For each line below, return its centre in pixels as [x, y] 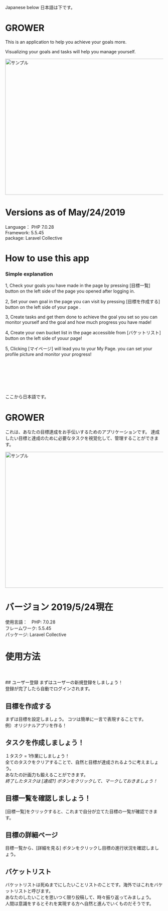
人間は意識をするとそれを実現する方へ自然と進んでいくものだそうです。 [79, 903]
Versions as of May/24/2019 [65, 212]
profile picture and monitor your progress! [48, 354]
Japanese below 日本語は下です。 [40, 7]
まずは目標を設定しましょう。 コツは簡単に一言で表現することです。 [76, 719]
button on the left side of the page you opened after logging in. [70, 291]
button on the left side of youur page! [44, 338]
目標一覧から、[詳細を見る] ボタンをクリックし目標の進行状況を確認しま [80, 848]
